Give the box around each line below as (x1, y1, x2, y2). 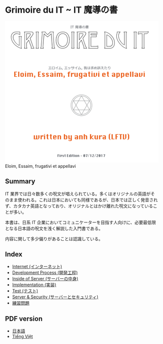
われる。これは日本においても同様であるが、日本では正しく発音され (21, 197, 158, 202)
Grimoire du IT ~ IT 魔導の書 (5, 4, 118, 16)
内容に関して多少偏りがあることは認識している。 (5, 235, 103, 241)
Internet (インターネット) (12, 264, 62, 270)
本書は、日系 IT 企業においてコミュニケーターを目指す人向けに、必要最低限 (5, 219, 156, 225)
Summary (5, 177, 36, 185)
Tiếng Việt (12, 334, 33, 340)
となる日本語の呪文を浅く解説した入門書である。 (5, 225, 103, 231)
